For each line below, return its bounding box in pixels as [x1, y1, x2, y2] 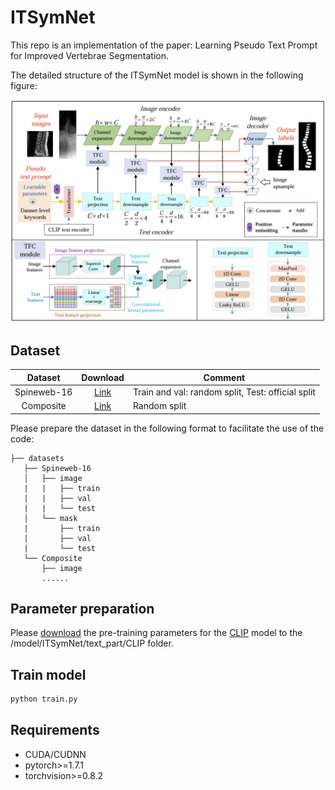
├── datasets [10, 453, 65, 463]
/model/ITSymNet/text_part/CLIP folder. [10, 637, 174, 650]
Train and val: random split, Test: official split [132, 386, 316, 398]
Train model [10, 666, 87, 683]
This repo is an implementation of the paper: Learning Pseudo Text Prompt [10, 39, 318, 51]
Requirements [10, 722, 100, 739]
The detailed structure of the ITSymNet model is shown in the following [10, 69, 304, 81]
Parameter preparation [10, 600, 155, 617]
